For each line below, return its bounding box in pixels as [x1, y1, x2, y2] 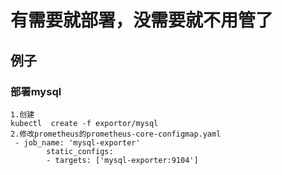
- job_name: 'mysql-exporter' [14, 137, 141, 148]
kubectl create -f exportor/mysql [10, 118, 159, 128]
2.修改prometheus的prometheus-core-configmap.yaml [10, 129, 222, 139]
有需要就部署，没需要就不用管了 [10, 9, 274, 32]
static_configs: [46, 146, 114, 156]
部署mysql [10, 84, 62, 98]
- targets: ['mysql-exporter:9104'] [46, 155, 199, 165]
